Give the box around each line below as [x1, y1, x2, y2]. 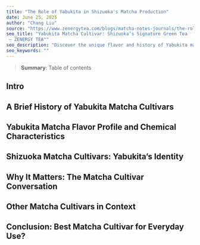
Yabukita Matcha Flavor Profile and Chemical [6, 122, 177, 132]
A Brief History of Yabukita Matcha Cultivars [6, 102, 174, 112]
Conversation [6, 181, 58, 191]
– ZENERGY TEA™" [8, 36, 49, 42]
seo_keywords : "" [6, 48, 49, 54]
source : [6, 25, 26, 32]
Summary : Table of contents [20, 64, 92, 71]
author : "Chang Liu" [6, 20, 58, 26]
